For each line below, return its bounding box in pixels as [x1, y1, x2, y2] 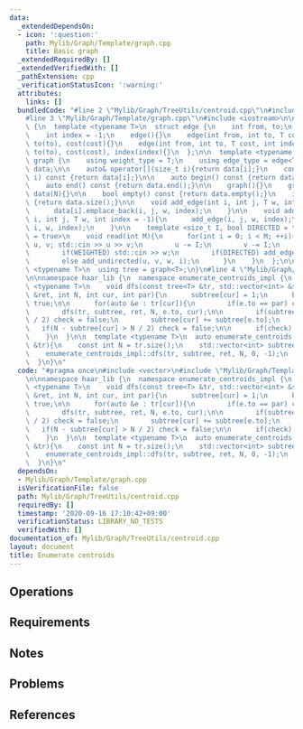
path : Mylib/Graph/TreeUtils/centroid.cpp [17, 491, 179, 501]
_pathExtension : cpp [17, 72, 95, 81]
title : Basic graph [25, 47, 99, 56]
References [9, 706, 76, 723]
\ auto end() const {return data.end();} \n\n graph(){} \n [25, 182, 272, 191]
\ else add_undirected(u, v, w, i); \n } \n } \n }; [25, 257, 280, 266]
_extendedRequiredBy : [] [17, 55, 111, 64]
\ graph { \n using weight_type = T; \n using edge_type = [25, 155, 269, 165]
